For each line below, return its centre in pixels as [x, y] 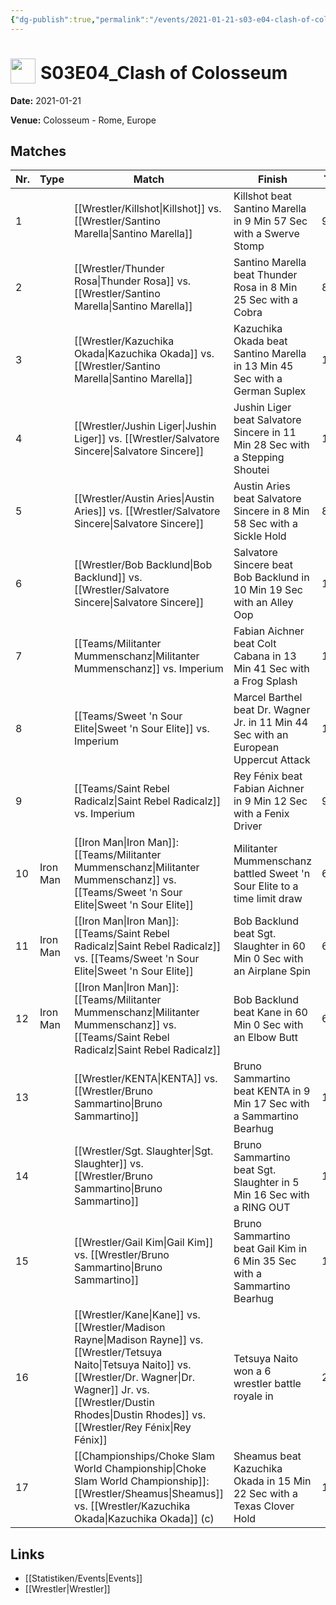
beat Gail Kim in [270, 1249]
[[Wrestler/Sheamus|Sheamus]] [148, 1494]
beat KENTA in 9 [272, 1091]
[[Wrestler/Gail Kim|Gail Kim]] [143, 1243]
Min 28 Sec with [271, 445]
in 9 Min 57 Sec [270, 221]
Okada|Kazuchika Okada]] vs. [144, 354]
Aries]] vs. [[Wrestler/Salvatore [147, 511]
